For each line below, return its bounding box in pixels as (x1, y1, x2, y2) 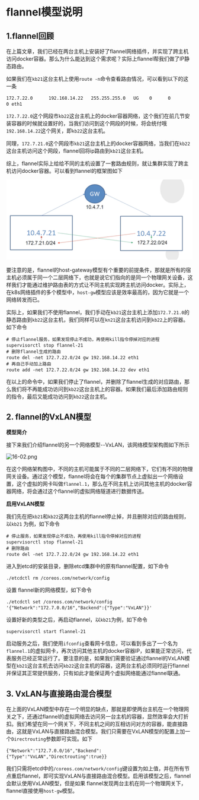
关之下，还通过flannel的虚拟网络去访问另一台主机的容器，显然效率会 (6, 713, 174, 720)
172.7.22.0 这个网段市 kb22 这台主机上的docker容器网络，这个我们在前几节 (6, 112, 185, 119)
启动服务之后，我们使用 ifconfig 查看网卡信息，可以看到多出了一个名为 (6, 640, 178, 647)
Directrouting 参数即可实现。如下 (11, 735, 93, 742)
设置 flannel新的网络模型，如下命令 (6, 586, 92, 594)
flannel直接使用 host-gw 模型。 (6, 788, 78, 795)
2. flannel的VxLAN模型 (6, 412, 92, 422)
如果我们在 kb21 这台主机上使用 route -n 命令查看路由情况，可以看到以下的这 (6, 75, 188, 82)
